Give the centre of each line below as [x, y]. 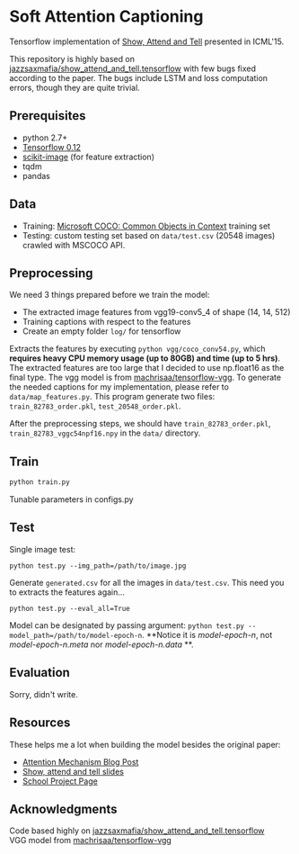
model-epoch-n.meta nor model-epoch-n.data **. [101, 644]
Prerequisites [48, 116]
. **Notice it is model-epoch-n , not [207, 634]
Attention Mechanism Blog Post [80, 761]
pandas [36, 175]
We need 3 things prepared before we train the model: [110, 295]
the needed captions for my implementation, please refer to [119, 387]
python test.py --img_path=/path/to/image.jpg [98, 566]
